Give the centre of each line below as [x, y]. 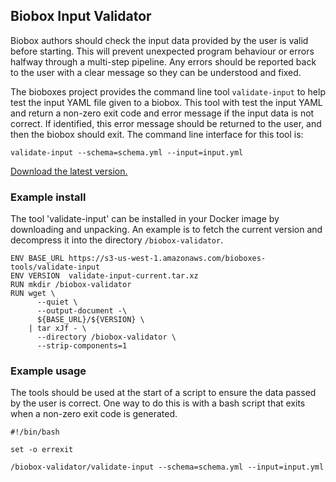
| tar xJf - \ [57, 329]
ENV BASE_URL [37, 259]
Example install [48, 197]
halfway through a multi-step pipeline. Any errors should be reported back [163, 61]
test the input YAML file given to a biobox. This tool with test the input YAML [166, 102]
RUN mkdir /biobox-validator [71, 285]
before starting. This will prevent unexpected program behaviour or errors [162, 51]
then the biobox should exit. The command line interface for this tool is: [157, 134]
